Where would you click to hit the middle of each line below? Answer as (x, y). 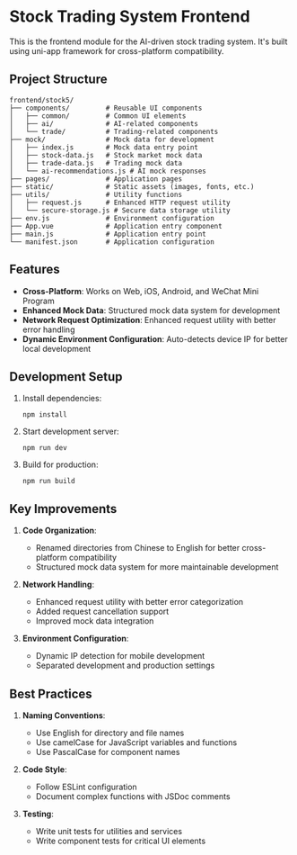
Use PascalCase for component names (108, 752)
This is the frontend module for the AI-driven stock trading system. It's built (148, 41)
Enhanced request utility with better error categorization (140, 602)
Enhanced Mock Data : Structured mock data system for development (151, 310)
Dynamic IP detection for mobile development (120, 656)
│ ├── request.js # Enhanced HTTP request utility (120, 202)
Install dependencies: (62, 399)
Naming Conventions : (64, 715)
